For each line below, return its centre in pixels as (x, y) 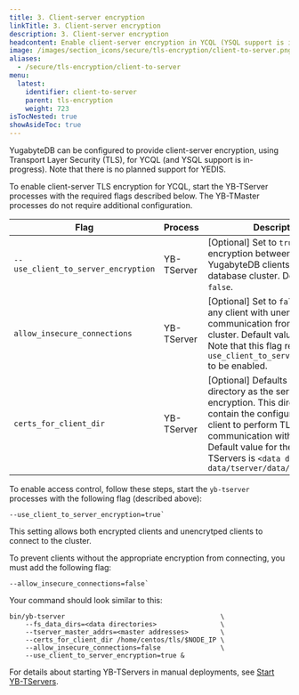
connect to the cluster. (50, 541)
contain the (231, 413)
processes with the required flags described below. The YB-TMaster (134, 196)
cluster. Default (240, 335)
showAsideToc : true (45, 125)
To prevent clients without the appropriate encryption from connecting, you (147, 558)
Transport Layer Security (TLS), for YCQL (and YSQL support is (125, 160)
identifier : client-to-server (81, 92)
